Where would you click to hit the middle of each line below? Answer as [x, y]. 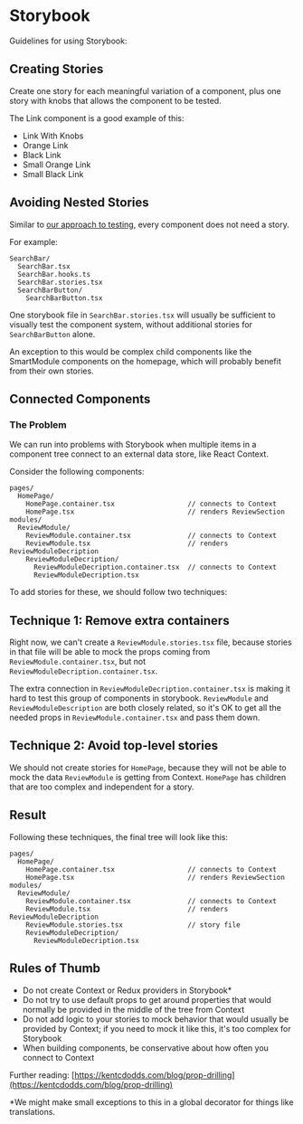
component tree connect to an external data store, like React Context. [139, 454]
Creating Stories [57, 69]
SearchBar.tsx [44, 266]
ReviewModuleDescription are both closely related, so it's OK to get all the [146, 708]
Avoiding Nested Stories [79, 203]
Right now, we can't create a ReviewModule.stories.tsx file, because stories [151, 642]
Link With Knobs [53, 136]
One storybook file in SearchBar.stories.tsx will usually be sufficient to [142, 315]
